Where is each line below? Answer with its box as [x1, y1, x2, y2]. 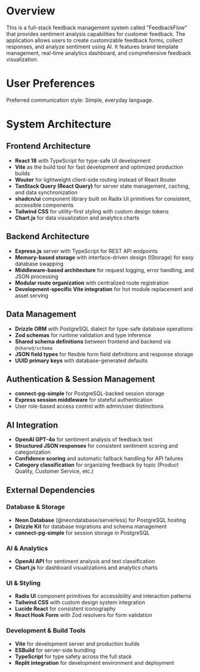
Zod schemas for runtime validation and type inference [14, 331, 151, 338]
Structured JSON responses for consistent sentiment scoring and [14, 442, 178, 450]
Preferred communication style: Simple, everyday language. [6, 96, 153, 103]
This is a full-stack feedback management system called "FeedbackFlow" [6, 24, 187, 31]
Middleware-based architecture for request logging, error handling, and [14, 266, 194, 273]
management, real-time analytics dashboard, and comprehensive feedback [6, 49, 192, 56]
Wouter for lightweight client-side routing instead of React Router [14, 176, 177, 183]
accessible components [14, 201, 74, 209]
